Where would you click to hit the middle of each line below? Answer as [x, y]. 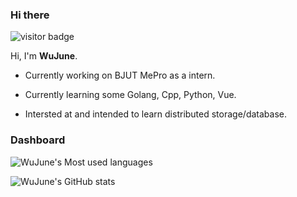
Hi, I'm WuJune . [44, 56]
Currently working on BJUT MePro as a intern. [120, 75]
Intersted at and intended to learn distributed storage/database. [155, 114]
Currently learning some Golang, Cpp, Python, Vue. [130, 95]
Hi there [30, 15]
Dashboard [38, 140]
